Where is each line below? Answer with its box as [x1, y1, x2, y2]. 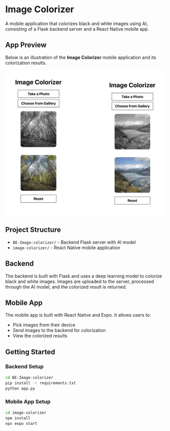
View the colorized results [12, 333, 68, 339]
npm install [5, 415, 31, 421]
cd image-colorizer [5, 410, 47, 416]
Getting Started [5, 347, 55, 356]
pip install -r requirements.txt [5, 380, 76, 386]
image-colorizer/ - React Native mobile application [12, 244, 121, 251]
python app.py [5, 386, 36, 391]
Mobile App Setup [5, 398, 51, 405]
